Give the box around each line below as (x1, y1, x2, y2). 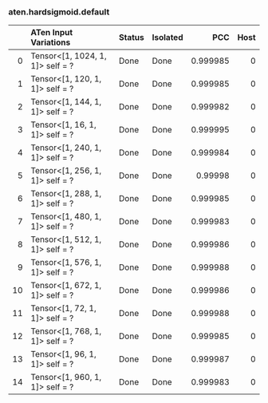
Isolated (152, 32, 183, 43)
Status (118, 32, 145, 43)
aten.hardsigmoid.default (8, 6, 110, 18)
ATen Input (30, 27, 73, 38)
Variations (30, 37, 71, 48)
